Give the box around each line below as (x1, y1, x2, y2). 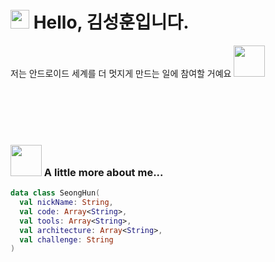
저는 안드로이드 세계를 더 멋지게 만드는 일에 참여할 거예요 (10, 67, 232, 79)
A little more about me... (43, 165, 164, 179)
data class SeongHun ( (10, 188, 101, 198)
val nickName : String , (19, 198, 114, 208)
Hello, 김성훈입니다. (33, 11, 190, 34)
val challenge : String (19, 234, 114, 245)
